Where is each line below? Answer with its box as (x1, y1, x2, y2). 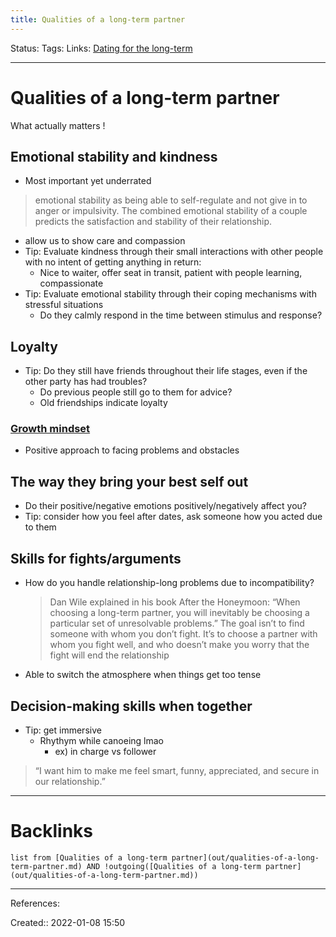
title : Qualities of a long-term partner (10, 14, 186, 25)
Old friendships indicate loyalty (39, 397, 168, 409)
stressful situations (24, 299, 104, 311)
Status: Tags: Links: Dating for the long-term (10, 42, 193, 54)
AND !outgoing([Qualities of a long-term (86, 861, 262, 871)
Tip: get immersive (24, 724, 102, 736)
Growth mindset (10, 422, 91, 436)
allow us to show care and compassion (24, 235, 186, 247)
